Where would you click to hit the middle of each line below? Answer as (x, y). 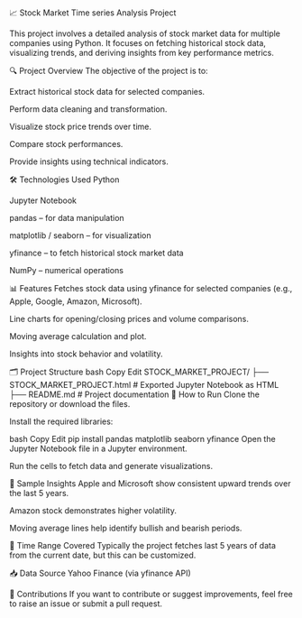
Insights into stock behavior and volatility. (87, 354)
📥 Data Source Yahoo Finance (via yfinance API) (100, 573)
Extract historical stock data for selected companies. (107, 92)
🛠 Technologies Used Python (64, 180)
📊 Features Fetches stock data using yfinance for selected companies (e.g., (151, 288)
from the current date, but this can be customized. (103, 555)
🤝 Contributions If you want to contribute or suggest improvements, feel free (151, 594)
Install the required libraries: (61, 421)
